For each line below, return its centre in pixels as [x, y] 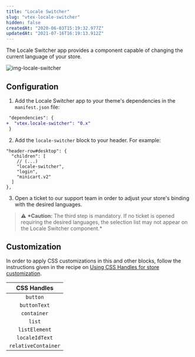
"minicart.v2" [34, 177]
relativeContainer [35, 346]
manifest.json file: [37, 107]
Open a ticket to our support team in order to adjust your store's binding [102, 198]
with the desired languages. [48, 204]
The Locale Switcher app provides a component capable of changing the [95, 50]
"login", [27, 172]
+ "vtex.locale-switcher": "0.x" [49, 123]
